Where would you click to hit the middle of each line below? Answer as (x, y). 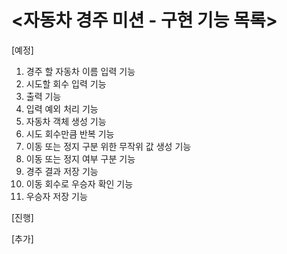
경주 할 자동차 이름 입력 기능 (80, 71)
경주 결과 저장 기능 (62, 171)
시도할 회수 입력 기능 (66, 83)
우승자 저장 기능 (56, 196)
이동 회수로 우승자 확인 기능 (79, 183)
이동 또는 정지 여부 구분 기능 (80, 158)
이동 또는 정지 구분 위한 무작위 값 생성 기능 (108, 146)
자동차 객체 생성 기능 (66, 121)
